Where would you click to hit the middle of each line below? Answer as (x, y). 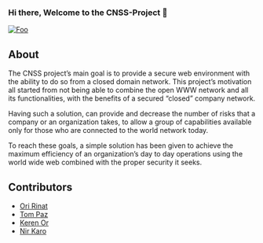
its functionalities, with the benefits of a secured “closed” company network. (132, 98)
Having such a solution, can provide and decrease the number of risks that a (132, 114)
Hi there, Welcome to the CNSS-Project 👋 (88, 13)
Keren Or (34, 223)
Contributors (40, 187)
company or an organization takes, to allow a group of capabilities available (130, 122)
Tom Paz (34, 214)
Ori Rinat (34, 206)
